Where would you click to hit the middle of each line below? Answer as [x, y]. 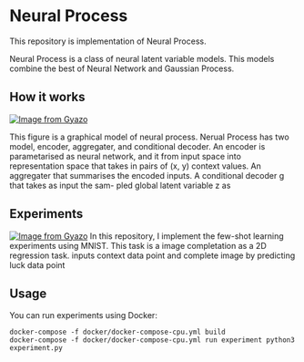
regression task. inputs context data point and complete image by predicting [152, 255]
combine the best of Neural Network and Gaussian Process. [122, 68]
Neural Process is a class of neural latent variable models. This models [142, 58]
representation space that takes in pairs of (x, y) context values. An [136, 166]
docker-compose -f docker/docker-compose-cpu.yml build [117, 332]
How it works [47, 97]
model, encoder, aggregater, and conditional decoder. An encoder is [137, 146]
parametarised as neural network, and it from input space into [125, 156]
